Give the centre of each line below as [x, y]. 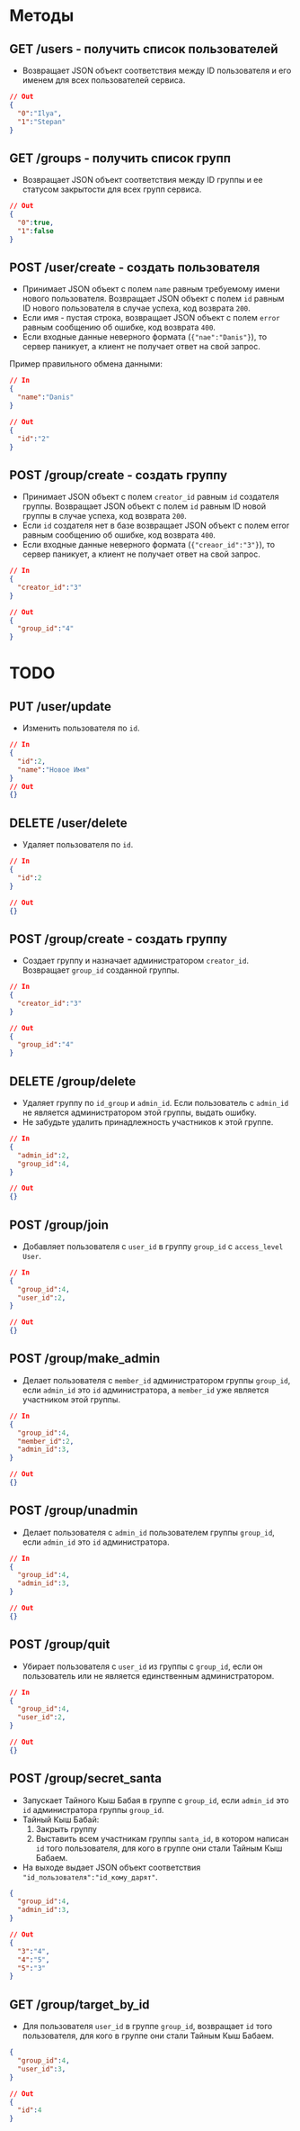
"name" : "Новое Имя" [54, 770]
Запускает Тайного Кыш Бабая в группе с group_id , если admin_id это [155, 1800]
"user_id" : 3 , [42, 2069]
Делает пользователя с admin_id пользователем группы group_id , [149, 1532]
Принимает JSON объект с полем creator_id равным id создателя [150, 497]
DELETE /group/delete [73, 1081]
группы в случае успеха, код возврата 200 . [104, 516]
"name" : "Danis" [46, 397]
